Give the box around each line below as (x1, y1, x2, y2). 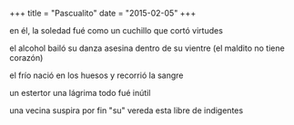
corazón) (9, 53, 44, 62)
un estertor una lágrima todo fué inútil (9, 88, 151, 98)
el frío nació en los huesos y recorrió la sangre (9, 70, 184, 81)
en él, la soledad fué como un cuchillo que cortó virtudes (9, 25, 223, 35)
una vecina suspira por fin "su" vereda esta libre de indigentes (9, 105, 244, 116)
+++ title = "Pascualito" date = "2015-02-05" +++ (9, 8, 197, 18)
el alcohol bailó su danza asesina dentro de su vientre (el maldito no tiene (9, 43, 285, 53)
